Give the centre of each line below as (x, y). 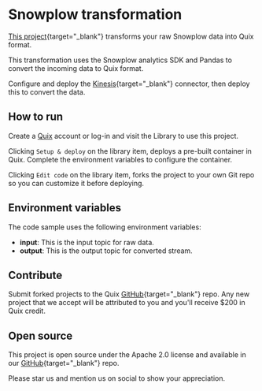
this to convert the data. (47, 91)
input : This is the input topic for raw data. (87, 242)
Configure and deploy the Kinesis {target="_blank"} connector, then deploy (129, 84)
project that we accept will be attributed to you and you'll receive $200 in (127, 303)
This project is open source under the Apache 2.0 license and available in (127, 355)
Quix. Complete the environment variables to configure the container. (120, 159)
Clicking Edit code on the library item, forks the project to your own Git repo (131, 174)
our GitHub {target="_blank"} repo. (64, 363)
